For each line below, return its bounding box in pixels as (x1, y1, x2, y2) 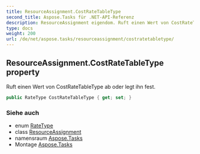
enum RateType (14, 122, 54, 129)
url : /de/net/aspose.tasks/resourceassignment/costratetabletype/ (6, 36, 174, 42)
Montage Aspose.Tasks (14, 140, 73, 148)
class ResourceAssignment (14, 128, 82, 135)
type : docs (6, 25, 33, 31)
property (6, 68, 40, 78)
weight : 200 (6, 31, 36, 37)
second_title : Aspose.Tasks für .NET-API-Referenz (6, 14, 135, 20)
